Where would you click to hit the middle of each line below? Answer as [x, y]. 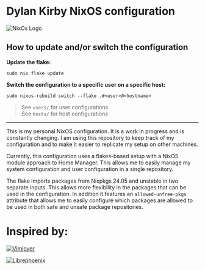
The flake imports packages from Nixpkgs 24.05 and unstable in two [92, 181]
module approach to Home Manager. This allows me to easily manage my [99, 162]
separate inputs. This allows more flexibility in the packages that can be [96, 187]
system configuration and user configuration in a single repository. [90, 169]
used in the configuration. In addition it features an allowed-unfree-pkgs [97, 194]
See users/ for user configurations [65, 107]
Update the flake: [29, 62]
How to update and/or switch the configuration [97, 47]
